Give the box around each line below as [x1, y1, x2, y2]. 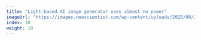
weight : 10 [6, 25, 33, 31]
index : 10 [6, 19, 31, 25]
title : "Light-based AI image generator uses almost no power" [6, 8, 167, 15]
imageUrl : [6, 14, 31, 20]
